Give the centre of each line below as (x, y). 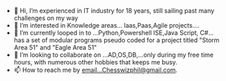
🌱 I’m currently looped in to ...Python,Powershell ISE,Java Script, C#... (114, 33)
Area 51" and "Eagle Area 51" (55, 47)
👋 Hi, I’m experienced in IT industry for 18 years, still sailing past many (114, 11)
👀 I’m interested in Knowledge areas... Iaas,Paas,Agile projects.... (107, 25)
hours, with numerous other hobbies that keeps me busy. (96, 62)
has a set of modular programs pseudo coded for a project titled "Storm (116, 40)
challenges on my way (46, 18)
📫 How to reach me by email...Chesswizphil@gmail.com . (96, 70)
